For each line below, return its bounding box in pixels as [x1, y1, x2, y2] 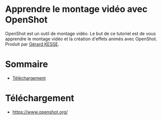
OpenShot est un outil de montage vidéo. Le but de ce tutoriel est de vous [5, 30, 156, 36]
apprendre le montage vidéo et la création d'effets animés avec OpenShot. [5, 36, 158, 42]
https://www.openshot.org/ [12, 109, 68, 115]
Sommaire [5, 59, 48, 70]
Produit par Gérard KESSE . [5, 41, 59, 47]
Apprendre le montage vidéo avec [5, 3, 148, 15]
